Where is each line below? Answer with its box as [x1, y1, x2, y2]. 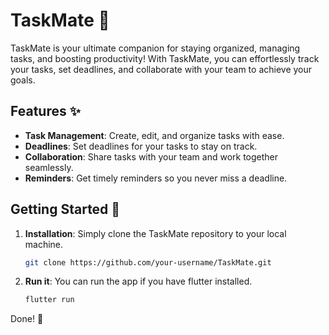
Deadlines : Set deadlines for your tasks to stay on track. [24, 140, 258, 152]
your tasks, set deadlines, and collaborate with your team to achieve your [10, 63, 313, 75]
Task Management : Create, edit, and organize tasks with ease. [24, 129, 285, 141]
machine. [24, 238, 64, 250]
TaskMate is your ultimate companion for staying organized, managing [10, 42, 301, 54]
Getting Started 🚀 [10, 201, 121, 218]
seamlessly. [24, 161, 74, 173]
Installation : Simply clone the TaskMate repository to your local [24, 227, 287, 239]
